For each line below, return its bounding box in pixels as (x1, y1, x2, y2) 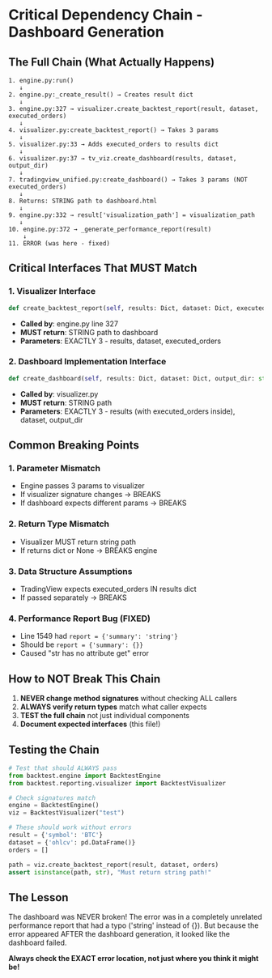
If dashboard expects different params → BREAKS (19, 498, 187, 508)
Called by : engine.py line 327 (19, 318, 119, 329)
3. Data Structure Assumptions (8, 565, 133, 576)
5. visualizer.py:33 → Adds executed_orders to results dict (8, 140, 219, 148)
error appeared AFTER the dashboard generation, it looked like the (8, 929, 231, 939)
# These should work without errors (8, 823, 132, 831)
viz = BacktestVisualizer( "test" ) (8, 809, 125, 817)
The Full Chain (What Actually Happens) (8, 55, 215, 69)
